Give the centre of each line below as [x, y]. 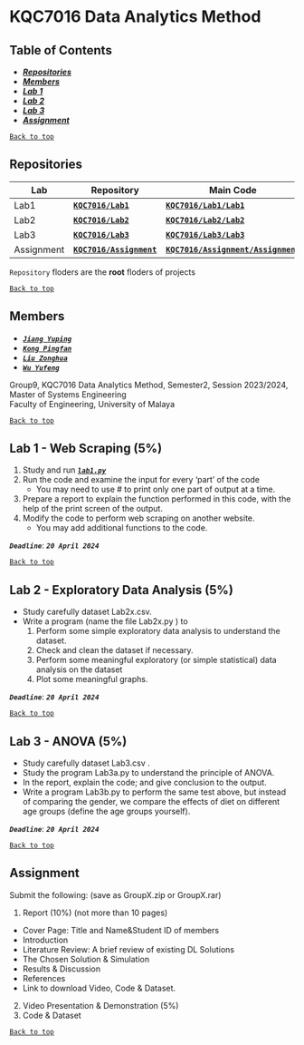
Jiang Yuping [47, 339]
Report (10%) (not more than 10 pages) [95, 913]
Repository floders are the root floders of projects [103, 272]
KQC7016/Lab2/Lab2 [205, 220]
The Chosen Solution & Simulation [86, 959]
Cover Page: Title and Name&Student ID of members [121, 930]
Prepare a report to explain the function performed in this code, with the [157, 499]
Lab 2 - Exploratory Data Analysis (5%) [121, 590]
